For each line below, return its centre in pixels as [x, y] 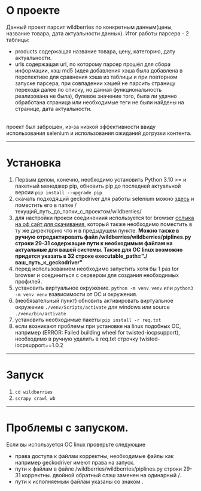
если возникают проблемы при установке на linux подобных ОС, [98, 326]
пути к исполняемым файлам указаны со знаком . [79, 481]
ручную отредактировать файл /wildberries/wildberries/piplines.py [103, 237]
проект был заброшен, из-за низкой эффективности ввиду [81, 126]
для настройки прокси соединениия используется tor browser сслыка [104, 218]
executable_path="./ [121, 256]
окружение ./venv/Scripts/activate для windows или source [92, 307]
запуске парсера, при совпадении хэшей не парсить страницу [95, 83]
